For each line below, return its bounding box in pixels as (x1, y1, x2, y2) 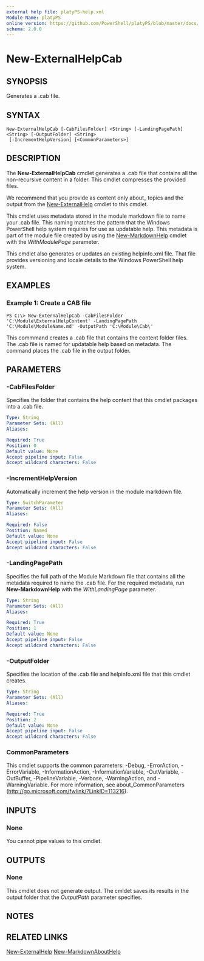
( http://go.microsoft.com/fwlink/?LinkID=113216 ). (6, 788, 129, 795)
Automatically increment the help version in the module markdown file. (6, 488, 183, 495)
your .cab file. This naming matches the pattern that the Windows (6, 218, 170, 226)
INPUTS (6, 805, 36, 816)
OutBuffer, (6, 775, 32, 782)
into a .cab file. (6, 403, 44, 411)
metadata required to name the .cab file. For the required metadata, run (6, 579, 185, 586)
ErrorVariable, (6, 768, 41, 775)
